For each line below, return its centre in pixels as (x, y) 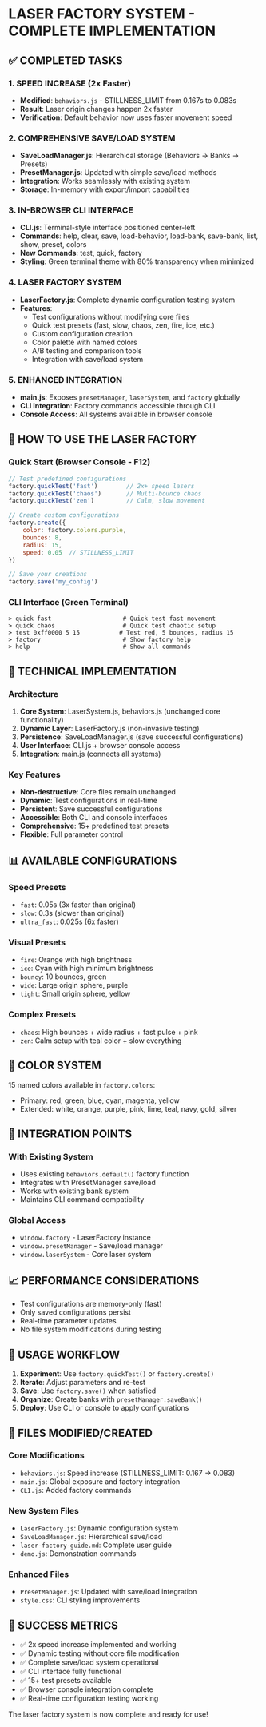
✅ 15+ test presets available (66, 1681)
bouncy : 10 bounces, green (63, 977)
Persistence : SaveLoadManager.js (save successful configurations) (131, 737)
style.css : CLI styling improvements (80, 1600)
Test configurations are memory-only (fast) (91, 1304)
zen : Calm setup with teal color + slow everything (101, 1041)
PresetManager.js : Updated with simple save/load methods (118, 173)
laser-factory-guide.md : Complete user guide (95, 1545)
